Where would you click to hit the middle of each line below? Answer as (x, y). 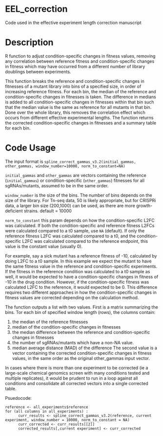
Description (29, 42)
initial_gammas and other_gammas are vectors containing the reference (76, 175)
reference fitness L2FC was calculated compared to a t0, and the (70, 236)
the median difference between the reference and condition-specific (81, 332)
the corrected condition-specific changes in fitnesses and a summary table (81, 123)
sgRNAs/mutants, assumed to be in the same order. (57, 185)
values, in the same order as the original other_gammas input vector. (81, 358)
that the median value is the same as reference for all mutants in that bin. (78, 107)
